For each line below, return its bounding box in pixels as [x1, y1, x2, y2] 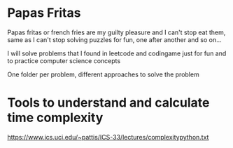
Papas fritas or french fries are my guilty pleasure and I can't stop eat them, [7, 28, 226, 36]
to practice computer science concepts [7, 56, 121, 65]
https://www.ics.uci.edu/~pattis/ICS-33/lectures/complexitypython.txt [7, 133, 209, 141]
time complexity [7, 110, 104, 126]
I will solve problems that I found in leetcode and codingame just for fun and [7, 49, 227, 58]
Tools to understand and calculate [7, 95, 210, 111]
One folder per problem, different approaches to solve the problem [7, 70, 199, 79]
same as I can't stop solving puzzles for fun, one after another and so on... [7, 35, 222, 43]
